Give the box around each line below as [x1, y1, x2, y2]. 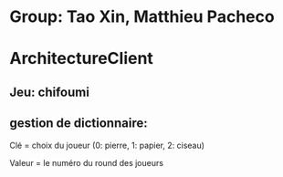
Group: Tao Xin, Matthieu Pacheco [9, 6, 276, 27]
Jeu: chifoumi [9, 84, 89, 99]
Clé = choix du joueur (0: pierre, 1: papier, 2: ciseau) [9, 140, 205, 151]
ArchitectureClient [9, 48, 153, 69]
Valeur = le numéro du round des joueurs [9, 157, 164, 168]
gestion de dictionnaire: [9, 116, 148, 131]
